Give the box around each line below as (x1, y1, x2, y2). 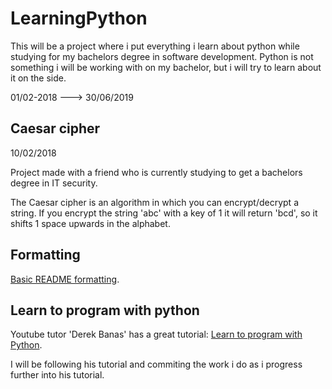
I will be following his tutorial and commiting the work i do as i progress (10, 358, 303, 371)
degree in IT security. (10, 177, 98, 189)
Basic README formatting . (10, 273, 120, 285)
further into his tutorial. (10, 369, 105, 381)
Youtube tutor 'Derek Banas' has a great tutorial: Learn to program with (10, 328, 303, 341)
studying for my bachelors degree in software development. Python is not (10, 50, 314, 62)
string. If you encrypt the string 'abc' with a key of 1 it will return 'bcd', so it (10, 207, 318, 219)
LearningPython (10, 7, 148, 30)
